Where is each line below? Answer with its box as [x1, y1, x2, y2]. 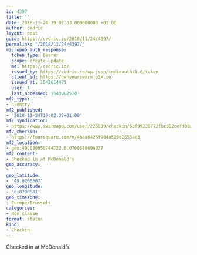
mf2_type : [6, 96, 30, 102]
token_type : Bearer [11, 52, 59, 58]
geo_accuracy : [6, 162, 41, 167]
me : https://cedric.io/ [11, 63, 69, 69]
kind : [6, 222, 19, 227]
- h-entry [6, 101, 30, 108]
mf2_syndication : [6, 118, 49, 124]
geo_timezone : [6, 194, 41, 200]
